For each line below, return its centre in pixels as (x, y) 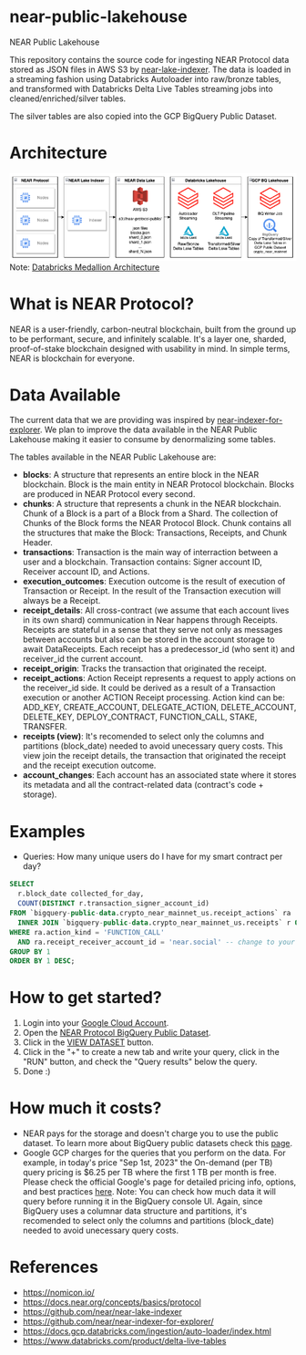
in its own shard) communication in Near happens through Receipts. (150, 620)
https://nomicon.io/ (59, 1293)
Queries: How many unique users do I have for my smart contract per (153, 857)
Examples (47, 831)
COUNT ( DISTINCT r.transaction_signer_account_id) (113, 904)
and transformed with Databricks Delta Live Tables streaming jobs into (141, 88)
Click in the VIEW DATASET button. (88, 1042)
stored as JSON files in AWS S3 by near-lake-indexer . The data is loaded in (150, 69)
